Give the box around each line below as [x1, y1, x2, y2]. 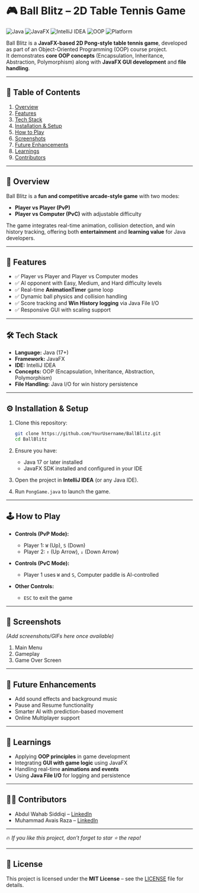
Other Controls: [14, 583, 54, 590]
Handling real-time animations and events [14, 766, 119, 772]
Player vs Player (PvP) [14, 204, 71, 211]
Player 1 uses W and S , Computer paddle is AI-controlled [23, 571, 159, 578]
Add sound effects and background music [14, 696, 117, 703]
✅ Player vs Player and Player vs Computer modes [14, 273, 138, 280]
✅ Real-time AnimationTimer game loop [14, 286, 114, 294]
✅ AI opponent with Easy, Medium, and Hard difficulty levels [14, 279, 162, 287]
